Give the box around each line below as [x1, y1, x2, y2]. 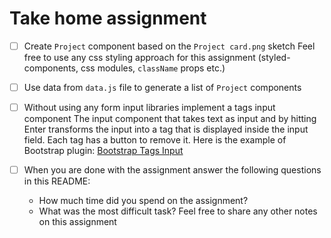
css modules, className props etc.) [80, 62, 226, 74]
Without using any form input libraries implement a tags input [23, 102, 276, 114]
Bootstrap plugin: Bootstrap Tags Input [23, 145, 184, 157]
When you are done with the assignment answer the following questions [23, 164, 322, 176]
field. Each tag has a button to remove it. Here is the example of [23, 134, 287, 146]
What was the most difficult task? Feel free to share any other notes [38, 205, 318, 217]
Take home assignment [9, 7, 207, 30]
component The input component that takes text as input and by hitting [23, 113, 317, 125]
